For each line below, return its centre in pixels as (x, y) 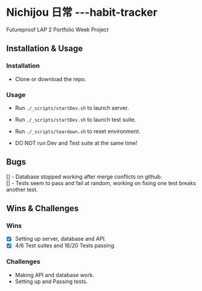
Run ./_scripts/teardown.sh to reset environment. (77, 131)
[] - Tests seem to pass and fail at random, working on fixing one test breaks (101, 183)
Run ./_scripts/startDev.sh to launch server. (72, 108)
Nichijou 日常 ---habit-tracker (82, 12)
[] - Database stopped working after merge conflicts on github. (84, 177)
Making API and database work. (55, 275)
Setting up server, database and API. (61, 239)
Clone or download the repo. (50, 79)
